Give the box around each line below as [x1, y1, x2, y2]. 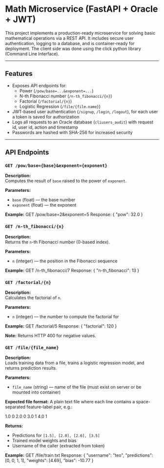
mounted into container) [12, 389, 61, 395]
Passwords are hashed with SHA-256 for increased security [12, 129, 133, 135]
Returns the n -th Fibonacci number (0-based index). [5, 239, 110, 245]
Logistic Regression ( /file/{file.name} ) [19, 103, 101, 109]
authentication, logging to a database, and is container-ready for [5, 40, 135, 46]
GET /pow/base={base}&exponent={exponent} [5, 163, 107, 168]
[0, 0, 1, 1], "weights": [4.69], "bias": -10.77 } [5, 458, 94, 464]
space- [136, 399, 150, 405]
